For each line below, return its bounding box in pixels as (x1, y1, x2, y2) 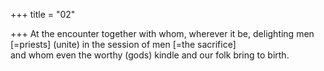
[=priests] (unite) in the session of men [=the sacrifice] (10, 39, 237, 50)
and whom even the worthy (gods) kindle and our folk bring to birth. (10, 49, 290, 61)
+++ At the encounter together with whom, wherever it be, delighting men (10, 28, 315, 39)
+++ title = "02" (10, 9, 76, 20)
